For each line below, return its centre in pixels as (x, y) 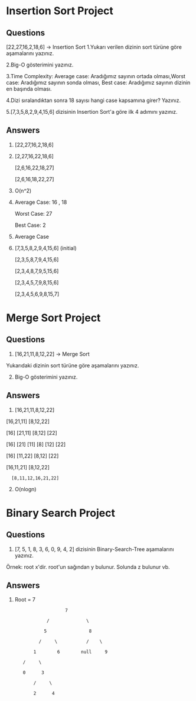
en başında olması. (29, 89)
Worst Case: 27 (33, 213)
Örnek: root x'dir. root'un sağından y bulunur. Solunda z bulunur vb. (88, 566)
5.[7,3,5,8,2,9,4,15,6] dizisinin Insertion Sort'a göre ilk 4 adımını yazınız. (92, 112)
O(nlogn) (25, 489)
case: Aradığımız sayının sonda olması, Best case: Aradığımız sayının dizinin (98, 82)
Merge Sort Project (53, 318)
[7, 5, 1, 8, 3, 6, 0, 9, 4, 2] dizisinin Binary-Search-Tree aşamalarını (94, 549)
